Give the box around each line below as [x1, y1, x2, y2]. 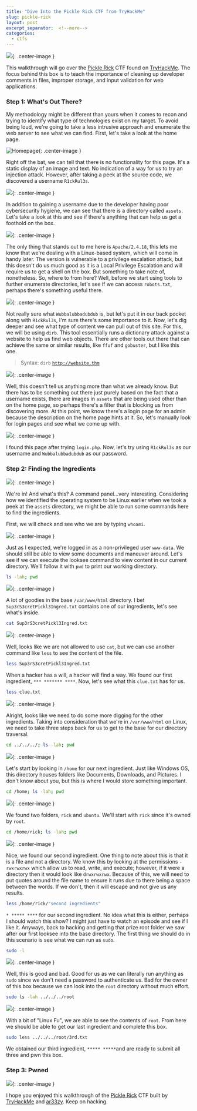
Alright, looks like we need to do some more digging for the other [6, 712, 164, 719]
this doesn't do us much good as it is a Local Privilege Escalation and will [6, 262, 183, 269]
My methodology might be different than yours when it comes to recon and [6, 111, 188, 118]
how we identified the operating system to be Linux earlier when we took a [6, 496, 186, 503]
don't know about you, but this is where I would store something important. [6, 777, 188, 784]
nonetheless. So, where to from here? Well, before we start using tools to [6, 275, 183, 282]
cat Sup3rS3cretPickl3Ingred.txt [6, 621, 88, 627]
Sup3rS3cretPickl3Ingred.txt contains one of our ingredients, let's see [6, 603, 178, 610]
